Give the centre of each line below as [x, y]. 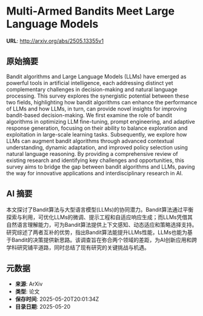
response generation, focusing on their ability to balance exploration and [97, 128]
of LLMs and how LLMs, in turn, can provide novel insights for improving [97, 109]
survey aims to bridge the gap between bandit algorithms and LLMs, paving [101, 166]
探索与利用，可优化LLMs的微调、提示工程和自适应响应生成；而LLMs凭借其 [99, 217]
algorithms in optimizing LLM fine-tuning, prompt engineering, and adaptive [101, 121]
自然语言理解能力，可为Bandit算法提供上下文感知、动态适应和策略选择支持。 [102, 224]
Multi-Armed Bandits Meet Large [90, 11]
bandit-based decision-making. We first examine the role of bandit [89, 115]
